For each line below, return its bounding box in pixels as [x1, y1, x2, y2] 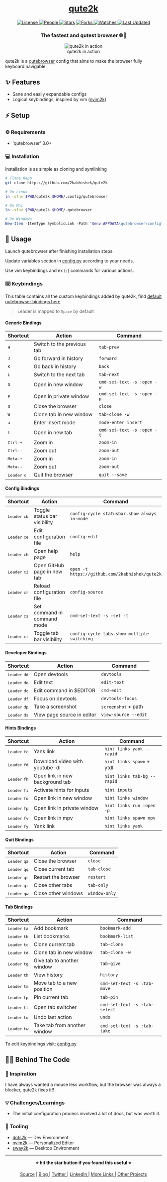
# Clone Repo [5, 176, 32, 181]
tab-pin [100, 994, 118, 1000]
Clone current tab [34, 941, 75, 948]
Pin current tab [34, 994, 69, 1001]
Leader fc [7, 749, 29, 754]
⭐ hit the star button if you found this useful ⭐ [35, 1160, 132, 1166]
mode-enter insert [98, 420, 143, 426]
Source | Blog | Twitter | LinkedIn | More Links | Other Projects [20, 1171, 147, 1177]
